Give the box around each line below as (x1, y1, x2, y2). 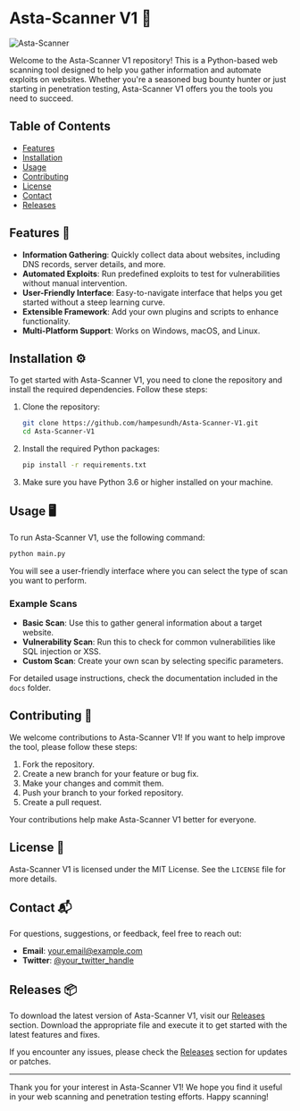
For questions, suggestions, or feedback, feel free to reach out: (9, 929, 242, 939)
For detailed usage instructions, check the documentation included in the (9, 672, 279, 683)
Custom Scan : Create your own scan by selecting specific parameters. (21, 655, 284, 666)
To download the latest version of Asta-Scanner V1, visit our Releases (9, 1010, 265, 1022)
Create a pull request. (21, 796, 103, 807)
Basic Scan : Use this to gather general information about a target (21, 617, 262, 628)
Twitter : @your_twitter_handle (21, 955, 134, 966)
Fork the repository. (21, 759, 96, 770)
